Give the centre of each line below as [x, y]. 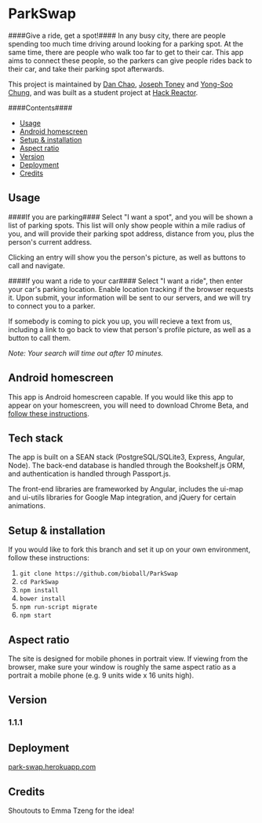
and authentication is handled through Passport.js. [89, 474]
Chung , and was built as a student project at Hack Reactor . [103, 92]
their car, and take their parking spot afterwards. [86, 68]
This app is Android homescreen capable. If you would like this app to [121, 397]
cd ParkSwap [39, 582]
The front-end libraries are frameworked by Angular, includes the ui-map [126, 489]
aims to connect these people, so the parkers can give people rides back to [130, 61]
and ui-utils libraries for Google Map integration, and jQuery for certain [122, 497]
